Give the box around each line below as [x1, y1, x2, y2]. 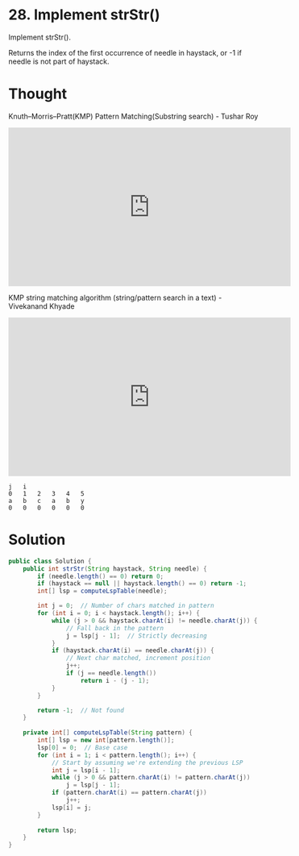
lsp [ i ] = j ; [51, 804, 92, 812]
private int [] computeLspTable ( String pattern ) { [23, 729, 193, 737]
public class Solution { [8, 557, 92, 565]
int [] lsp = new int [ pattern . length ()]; [37, 736, 175, 745]
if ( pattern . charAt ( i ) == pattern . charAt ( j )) [51, 788, 207, 797]
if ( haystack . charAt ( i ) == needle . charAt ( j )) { [51, 646, 215, 654]
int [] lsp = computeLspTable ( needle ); [37, 587, 168, 596]
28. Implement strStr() [8, 6, 160, 24]
